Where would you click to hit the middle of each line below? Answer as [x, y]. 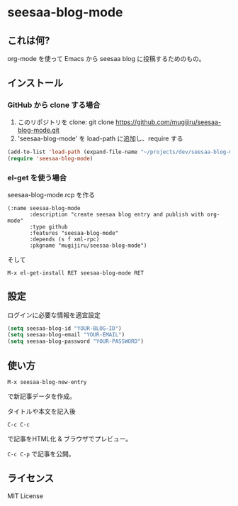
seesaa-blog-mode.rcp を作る [51, 194]
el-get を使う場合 [37, 178]
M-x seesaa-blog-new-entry [47, 382]
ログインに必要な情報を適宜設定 [54, 315]
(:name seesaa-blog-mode [44, 208]
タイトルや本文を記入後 [41, 411]
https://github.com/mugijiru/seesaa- [169, 122]
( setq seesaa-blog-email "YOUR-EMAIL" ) [66, 335]
